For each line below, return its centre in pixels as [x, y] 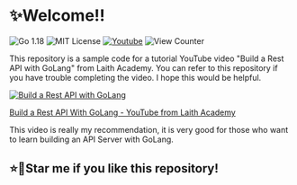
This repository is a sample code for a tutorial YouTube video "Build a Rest [147, 58]
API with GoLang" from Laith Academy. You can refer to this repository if [144, 67]
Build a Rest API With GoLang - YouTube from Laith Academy [122, 112]
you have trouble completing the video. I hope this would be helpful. [135, 77]
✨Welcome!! [57, 16]
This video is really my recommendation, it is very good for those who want [149, 129]
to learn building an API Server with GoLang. [91, 139]
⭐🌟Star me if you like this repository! [114, 168]
